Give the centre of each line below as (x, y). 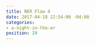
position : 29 (22, 33)
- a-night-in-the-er (31, 28)
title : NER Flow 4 (28, 11)
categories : (20, 22)
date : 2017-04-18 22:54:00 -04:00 (48, 17)
